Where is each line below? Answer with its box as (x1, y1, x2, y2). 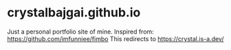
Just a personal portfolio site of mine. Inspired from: (7, 27, 155, 36)
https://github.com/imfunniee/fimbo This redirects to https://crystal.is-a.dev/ (7, 34, 224, 42)
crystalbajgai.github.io (7, 5, 141, 21)
